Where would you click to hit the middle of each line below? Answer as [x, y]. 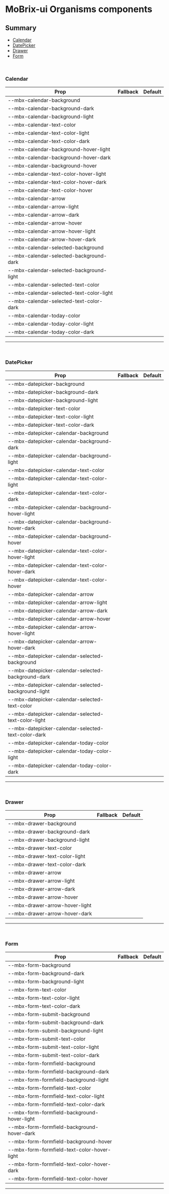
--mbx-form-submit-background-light [56, 1031]
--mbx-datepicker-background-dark [53, 392]
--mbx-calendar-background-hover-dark [59, 158]
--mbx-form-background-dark [46, 973]
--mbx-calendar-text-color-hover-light [57, 174]
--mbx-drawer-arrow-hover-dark [50, 913]
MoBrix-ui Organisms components [79, 9]
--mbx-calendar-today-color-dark [51, 332]
